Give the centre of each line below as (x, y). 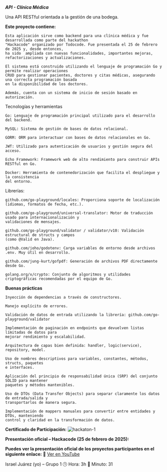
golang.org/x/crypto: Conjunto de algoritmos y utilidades (68, 275)
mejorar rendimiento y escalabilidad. (45, 337)
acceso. (13, 151)
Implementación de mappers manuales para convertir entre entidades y (80, 411)
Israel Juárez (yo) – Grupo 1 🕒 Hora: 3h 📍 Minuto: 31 (59, 464)
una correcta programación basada (41, 80)
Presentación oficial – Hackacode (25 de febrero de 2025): (67, 439)
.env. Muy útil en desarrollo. (38, 253)
